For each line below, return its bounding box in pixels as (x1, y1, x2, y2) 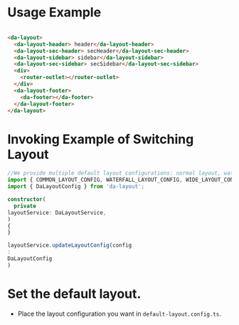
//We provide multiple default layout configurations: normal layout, (7, 170, 221, 177)
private (14, 202, 37, 210)
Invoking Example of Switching (7, 131, 194, 147)
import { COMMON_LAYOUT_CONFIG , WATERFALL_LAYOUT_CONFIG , (7, 176, 183, 184)
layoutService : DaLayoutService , (7, 209, 107, 216)
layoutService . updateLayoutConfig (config (7, 242, 132, 249)
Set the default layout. (7, 286, 142, 301)
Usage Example (7, 4, 102, 21)
